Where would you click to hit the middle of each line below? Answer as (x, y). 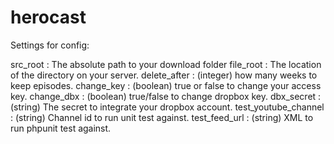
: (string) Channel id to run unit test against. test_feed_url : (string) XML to (162, 117)
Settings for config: (50, 45)
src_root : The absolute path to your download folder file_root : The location (166, 64)
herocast (48, 17)
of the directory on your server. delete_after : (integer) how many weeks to (164, 75)
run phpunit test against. (61, 128)
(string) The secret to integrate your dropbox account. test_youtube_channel (167, 107)
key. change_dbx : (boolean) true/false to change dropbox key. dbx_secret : (166, 96)
